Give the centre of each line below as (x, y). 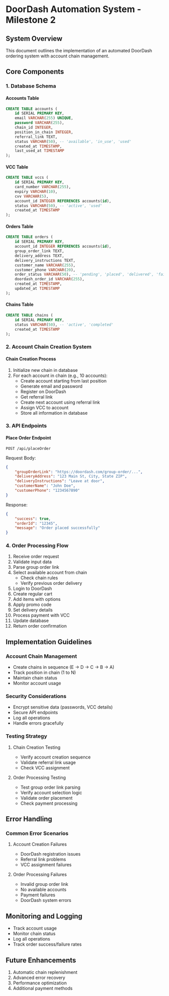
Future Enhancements (41, 960)
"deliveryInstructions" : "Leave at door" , (60, 481)
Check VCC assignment (45, 768)
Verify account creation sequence (55, 757)
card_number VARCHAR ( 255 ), (43, 187)
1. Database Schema (31, 86)
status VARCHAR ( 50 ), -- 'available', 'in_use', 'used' (73, 141)
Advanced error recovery (39, 978)
